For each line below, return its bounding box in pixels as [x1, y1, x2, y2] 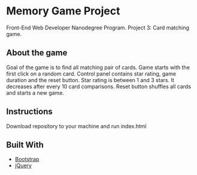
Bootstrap [14, 156, 40, 163]
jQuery [14, 162, 32, 169]
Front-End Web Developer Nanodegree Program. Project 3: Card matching [6, 24, 190, 31]
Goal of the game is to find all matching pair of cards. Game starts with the [6, 64, 190, 71]
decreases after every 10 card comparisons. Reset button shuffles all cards [6, 83, 192, 90]
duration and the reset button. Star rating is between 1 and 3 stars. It [6, 76, 175, 83]
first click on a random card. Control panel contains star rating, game [6, 70, 177, 77]
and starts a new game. [6, 89, 65, 96]
